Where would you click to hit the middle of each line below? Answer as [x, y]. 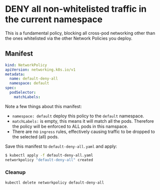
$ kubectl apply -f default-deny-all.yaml [49, 155]
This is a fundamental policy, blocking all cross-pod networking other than [80, 33]
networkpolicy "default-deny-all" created [49, 160]
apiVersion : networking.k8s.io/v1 [40, 70]
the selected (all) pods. [35, 136]
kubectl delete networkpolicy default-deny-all [55, 183]
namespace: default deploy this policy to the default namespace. [78, 116]
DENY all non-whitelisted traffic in [76, 9]
